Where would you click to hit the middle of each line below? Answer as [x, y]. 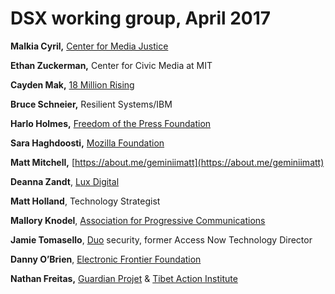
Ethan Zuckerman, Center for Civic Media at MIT [111, 65]
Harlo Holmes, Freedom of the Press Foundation [111, 123]
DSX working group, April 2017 [141, 18]
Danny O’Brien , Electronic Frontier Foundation [106, 259]
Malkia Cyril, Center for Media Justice [89, 46]
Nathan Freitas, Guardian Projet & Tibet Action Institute [124, 278]
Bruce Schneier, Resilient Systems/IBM [91, 104]
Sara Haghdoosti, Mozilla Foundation [87, 143]
